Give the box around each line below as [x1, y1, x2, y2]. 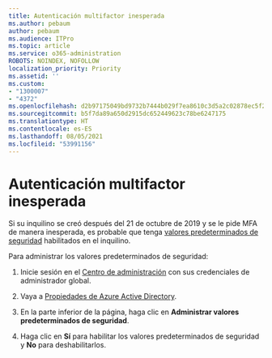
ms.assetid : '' [8, 72, 60, 80]
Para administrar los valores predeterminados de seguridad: [8, 252, 209, 262]
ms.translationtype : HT [8, 117, 89, 126]
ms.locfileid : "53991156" [8, 139, 96, 148]
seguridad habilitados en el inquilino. [8, 236, 131, 245]
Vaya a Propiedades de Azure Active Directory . [19, 292, 176, 301]
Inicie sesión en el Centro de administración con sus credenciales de [19, 267, 250, 277]
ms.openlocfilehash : [8, 102, 79, 110]
